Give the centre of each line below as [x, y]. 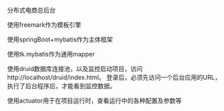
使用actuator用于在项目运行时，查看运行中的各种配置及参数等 [94, 101]
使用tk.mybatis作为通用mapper [51, 54]
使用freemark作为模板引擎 [44, 25]
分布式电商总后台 [31, 10]
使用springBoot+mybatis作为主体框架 [60, 39]
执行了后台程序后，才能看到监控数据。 [61, 86]
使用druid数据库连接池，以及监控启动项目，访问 [75, 69]
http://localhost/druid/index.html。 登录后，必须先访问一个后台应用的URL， [114, 77]
